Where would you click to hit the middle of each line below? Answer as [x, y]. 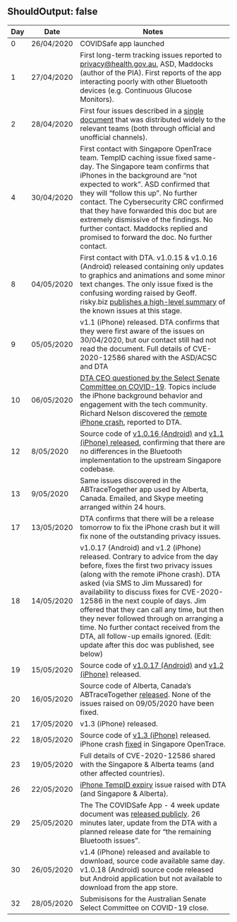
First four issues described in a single [142, 110]
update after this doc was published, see [147, 645]
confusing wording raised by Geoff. [139, 293]
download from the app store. [129, 887]
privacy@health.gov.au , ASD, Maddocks [147, 64]
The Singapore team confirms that [152, 166]
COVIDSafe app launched [122, 43]
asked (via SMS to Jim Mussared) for [141, 583]
